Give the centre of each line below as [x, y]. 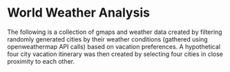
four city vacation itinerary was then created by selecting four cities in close [115, 54]
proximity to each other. [41, 61]
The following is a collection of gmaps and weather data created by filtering [115, 32]
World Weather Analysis [79, 13]
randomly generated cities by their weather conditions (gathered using [108, 39]
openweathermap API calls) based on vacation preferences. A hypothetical [114, 46]
